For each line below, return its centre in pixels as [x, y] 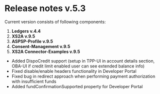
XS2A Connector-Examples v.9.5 [46, 52]
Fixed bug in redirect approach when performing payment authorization [83, 76]
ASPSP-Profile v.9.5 [32, 41]
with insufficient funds [34, 81]
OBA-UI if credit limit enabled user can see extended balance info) [78, 66]
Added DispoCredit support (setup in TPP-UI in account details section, [83, 61]
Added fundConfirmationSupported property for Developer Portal [77, 86]
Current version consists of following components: [55, 22]
